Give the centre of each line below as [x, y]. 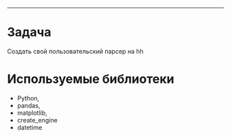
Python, [28, 98]
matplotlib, [32, 113]
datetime [30, 127]
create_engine [37, 120]
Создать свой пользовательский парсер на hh [75, 51]
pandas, [29, 105]
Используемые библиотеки [91, 79]
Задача [29, 32]
